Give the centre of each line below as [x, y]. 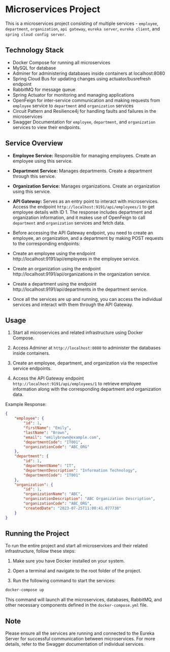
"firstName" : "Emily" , [47, 428]
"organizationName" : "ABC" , [53, 494]
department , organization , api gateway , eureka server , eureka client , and [83, 28]
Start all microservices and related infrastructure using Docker [78, 333]
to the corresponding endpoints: [46, 243]
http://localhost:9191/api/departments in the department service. [80, 289]
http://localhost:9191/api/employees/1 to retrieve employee [77, 384]
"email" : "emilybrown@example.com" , [62, 437]
